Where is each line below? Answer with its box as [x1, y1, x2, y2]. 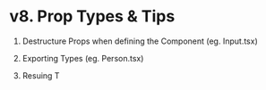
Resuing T [21, 70, 60, 81]
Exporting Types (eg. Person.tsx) [21, 53, 144, 63]
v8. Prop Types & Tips [9, 6, 176, 27]
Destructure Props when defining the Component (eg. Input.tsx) [21, 36, 258, 46]
